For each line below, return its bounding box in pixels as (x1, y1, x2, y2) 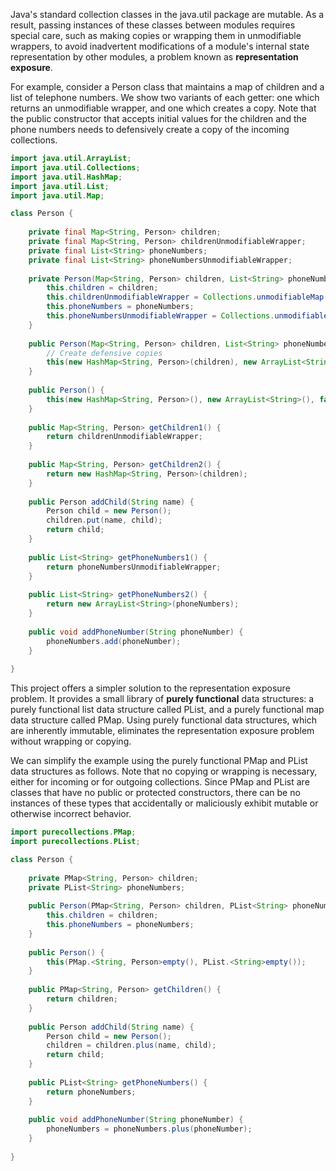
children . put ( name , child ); (46, 515, 163, 526)
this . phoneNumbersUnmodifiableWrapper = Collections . (46, 311, 275, 321)
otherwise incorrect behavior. (10, 808, 132, 820)
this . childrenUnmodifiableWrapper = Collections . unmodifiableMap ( (46, 292, 329, 303)
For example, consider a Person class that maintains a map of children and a (10, 81, 325, 93)
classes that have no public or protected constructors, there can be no (10, 787, 301, 799)
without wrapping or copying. (10, 735, 132, 748)
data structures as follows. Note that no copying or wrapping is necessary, (10, 765, 318, 778)
